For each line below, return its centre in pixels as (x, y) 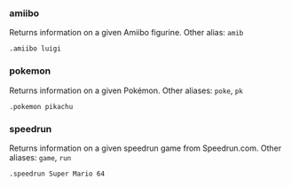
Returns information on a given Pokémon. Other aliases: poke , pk (126, 90)
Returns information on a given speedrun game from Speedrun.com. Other (145, 148)
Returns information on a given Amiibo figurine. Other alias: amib (126, 33)
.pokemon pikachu (41, 106)
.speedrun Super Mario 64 (57, 174)
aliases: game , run (40, 157)
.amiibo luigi (35, 49)
